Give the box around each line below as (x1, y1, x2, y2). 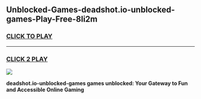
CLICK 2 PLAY (6, 55, 48, 63)
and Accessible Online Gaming (6, 86, 84, 93)
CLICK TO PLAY (6, 32, 53, 41)
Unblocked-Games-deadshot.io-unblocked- (6, 5, 175, 15)
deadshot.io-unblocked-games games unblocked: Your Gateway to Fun (6, 79, 188, 86)
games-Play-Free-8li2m (6, 14, 98, 25)
